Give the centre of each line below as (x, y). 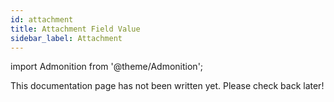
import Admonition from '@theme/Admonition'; (107, 67)
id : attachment (42, 19)
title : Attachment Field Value (75, 29)
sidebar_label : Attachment (66, 38)
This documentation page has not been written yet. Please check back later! (167, 86)
